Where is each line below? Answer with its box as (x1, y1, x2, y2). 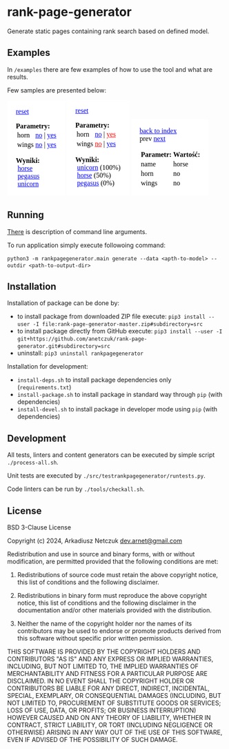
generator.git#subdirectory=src (17, 343, 110, 350)
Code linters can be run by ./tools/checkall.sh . (7, 485, 145, 494)
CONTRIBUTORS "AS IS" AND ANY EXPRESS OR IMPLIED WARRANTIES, (7, 655, 214, 663)
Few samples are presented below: (7, 86, 107, 94)
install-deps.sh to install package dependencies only (17, 376, 172, 384)
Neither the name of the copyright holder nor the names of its (17, 619, 192, 628)
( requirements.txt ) (17, 383, 72, 391)
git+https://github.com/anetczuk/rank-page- (17, 335, 148, 342)
